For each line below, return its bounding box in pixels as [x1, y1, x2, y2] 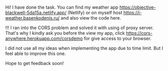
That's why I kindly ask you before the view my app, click [5, 30, 125, 36]
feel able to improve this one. [5, 50, 66, 56]
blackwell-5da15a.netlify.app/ [5, 10, 67, 16]
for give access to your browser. [83, 35, 152, 41]
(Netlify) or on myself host [68, 10, 123, 16]
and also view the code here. [60, 15, 121, 21]
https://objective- [119, 5, 156, 10]
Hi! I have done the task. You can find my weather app [5, 5, 118, 10]
